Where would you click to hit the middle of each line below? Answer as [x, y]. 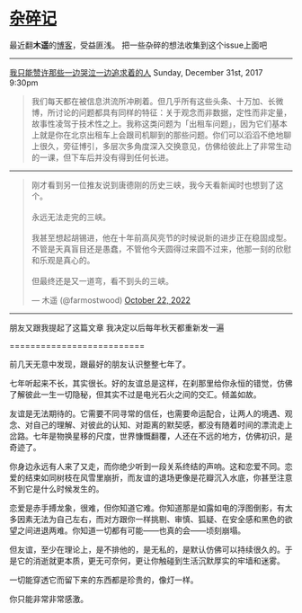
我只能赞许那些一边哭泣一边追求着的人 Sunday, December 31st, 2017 [136, 72]
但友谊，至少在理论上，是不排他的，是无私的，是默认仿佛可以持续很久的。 [147, 549]
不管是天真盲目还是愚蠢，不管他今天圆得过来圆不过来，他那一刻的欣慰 [161, 249]
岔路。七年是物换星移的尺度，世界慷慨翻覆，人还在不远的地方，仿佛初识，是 [151, 436]
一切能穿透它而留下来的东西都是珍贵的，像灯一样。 [104, 580]
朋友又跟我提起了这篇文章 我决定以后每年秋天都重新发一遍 [117, 327]
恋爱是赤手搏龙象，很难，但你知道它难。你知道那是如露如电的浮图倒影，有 [147, 508]
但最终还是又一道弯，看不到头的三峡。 [102, 280]
